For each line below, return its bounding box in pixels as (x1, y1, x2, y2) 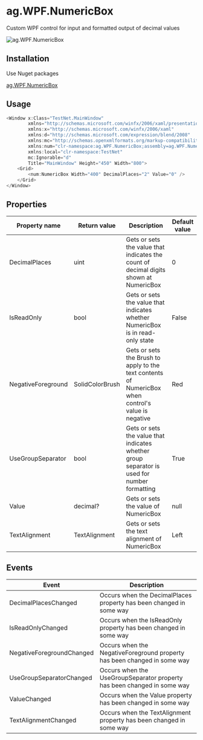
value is (126, 406, 148, 415)
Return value (78, 221, 116, 230)
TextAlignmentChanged (9, 716, 77, 724)
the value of (126, 502, 160, 510)
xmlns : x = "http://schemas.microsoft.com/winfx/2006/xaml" (28, 126, 174, 133)
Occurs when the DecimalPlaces (99, 591, 192, 599)
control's (126, 399, 151, 407)
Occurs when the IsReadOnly (99, 616, 182, 624)
